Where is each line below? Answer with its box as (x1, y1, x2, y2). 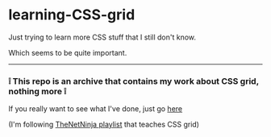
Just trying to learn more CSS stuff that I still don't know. (8, 32, 196, 42)
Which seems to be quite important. (8, 48, 127, 57)
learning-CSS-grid (8, 6, 135, 24)
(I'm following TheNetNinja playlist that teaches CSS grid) (8, 119, 200, 130)
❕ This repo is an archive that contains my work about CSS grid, (8, 75, 260, 86)
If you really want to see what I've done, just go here (8, 104, 183, 114)
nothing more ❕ (8, 85, 67, 97)
